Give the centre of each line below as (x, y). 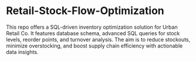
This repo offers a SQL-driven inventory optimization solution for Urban (92, 27)
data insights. (23, 52)
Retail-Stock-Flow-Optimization (85, 11)
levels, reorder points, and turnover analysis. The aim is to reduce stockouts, (98, 39)
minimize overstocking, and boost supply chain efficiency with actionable (94, 46)
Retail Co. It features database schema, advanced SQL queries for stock (93, 33)
